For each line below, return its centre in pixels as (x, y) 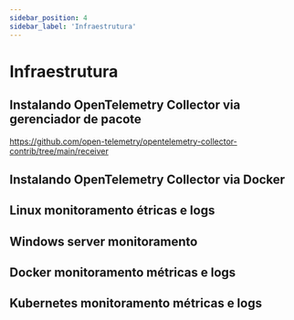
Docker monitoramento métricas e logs (123, 273)
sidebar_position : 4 (49, 18)
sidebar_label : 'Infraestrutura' (73, 26)
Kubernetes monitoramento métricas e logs (136, 303)
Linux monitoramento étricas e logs (112, 211)
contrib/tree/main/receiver (59, 150)
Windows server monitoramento (104, 241)
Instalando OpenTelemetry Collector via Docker (147, 179)
